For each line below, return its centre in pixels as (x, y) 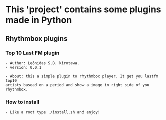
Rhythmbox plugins (36, 38)
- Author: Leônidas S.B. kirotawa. (43, 63)
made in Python (39, 20)
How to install (22, 102)
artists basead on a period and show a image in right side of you (77, 85)
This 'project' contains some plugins (84, 9)
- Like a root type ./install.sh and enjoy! (53, 112)
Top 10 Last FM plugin (32, 53)
